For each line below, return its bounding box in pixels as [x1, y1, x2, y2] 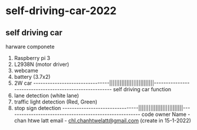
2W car [14, 79, 32, 86]
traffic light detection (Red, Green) [14, 98, 98, 105]
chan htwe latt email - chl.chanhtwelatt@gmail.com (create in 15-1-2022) [14, 117, 191, 124]
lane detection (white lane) [14, 92, 79, 99]
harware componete [5, 43, 55, 50]
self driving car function [113, 86, 172, 92]
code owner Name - [142, 111, 191, 118]
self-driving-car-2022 [5, 4, 117, 18]
